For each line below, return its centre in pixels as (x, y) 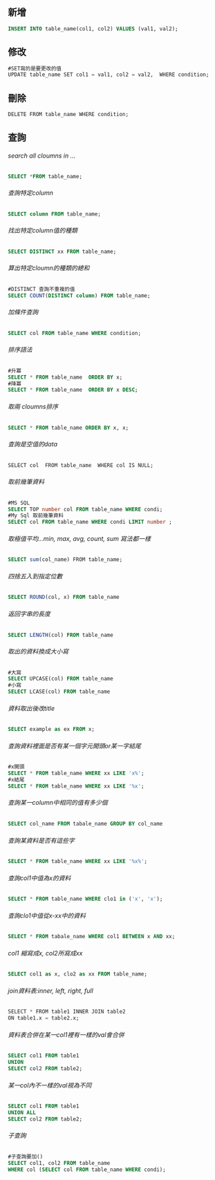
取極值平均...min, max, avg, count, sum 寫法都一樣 (80, 538)
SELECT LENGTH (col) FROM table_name (60, 635)
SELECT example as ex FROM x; (52, 730)
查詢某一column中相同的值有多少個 (58, 803)
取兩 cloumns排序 (33, 406)
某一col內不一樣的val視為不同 (50, 1085)
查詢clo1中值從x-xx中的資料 (47, 915)
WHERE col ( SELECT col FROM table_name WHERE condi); (87, 1170)
